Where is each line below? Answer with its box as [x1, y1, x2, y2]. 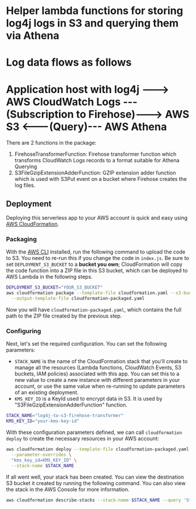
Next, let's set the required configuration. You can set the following [6, 340, 167, 347]
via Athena [6, 29, 60, 42]
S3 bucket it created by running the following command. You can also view [6, 479, 186, 487]
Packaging [6, 235, 37, 244]
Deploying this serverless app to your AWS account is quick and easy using [6, 214, 188, 221]
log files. [14, 182, 36, 189]
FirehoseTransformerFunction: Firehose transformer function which [14, 151, 177, 158]
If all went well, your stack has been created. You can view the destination [6, 473, 184, 480]
